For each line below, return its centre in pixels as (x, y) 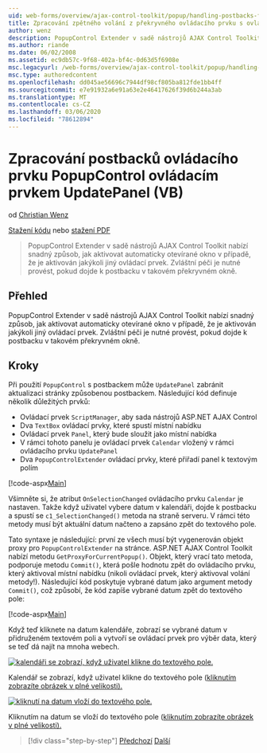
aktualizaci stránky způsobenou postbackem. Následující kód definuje (123, 393)
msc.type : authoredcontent (53, 75)
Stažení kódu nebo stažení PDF (60, 230)
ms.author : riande (39, 45)
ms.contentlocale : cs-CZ (49, 104)
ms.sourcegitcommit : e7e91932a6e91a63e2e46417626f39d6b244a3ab (115, 90)
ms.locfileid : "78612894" (51, 120)
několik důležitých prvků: (49, 402)
